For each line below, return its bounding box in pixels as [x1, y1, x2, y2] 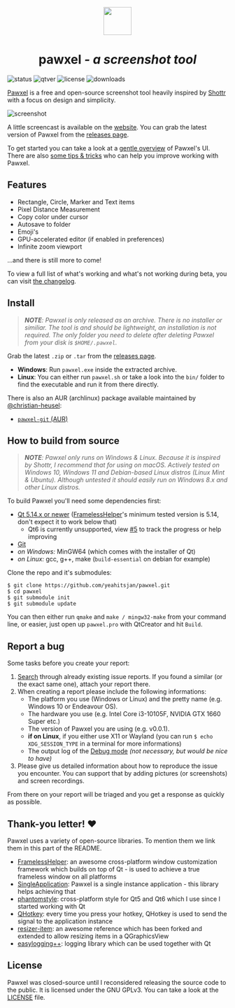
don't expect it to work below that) [17, 518, 117, 526]
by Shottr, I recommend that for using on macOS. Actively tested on [24, 461, 220, 469]
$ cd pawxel [7, 588, 42, 595]
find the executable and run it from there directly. [17, 380, 159, 388]
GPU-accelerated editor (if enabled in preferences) [17, 234, 165, 243]
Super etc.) [27, 717, 61, 726]
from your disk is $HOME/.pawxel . [24, 338, 117, 346]
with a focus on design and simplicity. [7, 95, 116, 104]
